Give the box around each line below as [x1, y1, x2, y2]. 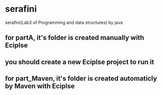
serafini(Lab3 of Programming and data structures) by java [5, 19, 123, 25]
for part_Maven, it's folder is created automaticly [5, 75, 157, 83]
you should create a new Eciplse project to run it [5, 57, 155, 66]
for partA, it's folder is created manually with [5, 34, 144, 42]
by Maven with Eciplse [5, 82, 75, 91]
